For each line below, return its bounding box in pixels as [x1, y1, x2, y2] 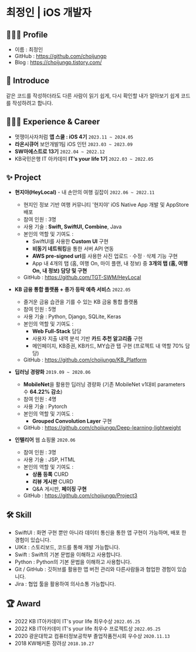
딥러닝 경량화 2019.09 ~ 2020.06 [14, 369, 91, 376]
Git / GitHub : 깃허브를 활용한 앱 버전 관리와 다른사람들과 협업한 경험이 [14, 566, 176, 573]
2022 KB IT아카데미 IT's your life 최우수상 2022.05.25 [14, 618, 141, 625]
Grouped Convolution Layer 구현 [32, 418, 112, 425]
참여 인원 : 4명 [23, 396, 57, 403]
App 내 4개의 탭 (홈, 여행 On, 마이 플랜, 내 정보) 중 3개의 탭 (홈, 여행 [32, 260, 188, 267]
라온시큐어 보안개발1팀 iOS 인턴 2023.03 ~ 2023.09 [14, 140, 133, 147]
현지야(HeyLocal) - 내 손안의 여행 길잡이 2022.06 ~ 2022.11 [14, 189, 155, 196]
